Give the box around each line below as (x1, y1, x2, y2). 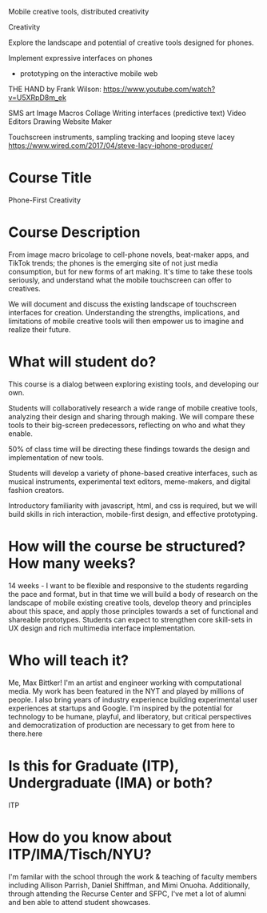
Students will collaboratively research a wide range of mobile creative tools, (8, 403, 258, 413)
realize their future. (8, 324, 71, 334)
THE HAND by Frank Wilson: (8, 84, 102, 94)
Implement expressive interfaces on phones (8, 54, 153, 62)
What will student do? (8, 353, 157, 371)
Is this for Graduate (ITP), (8, 756, 179, 775)
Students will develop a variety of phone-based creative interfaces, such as (8, 468, 258, 478)
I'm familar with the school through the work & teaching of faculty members (8, 871, 257, 881)
